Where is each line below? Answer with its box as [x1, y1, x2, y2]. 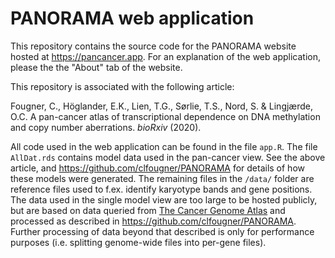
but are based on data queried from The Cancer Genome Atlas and [10, 204, 286, 216]
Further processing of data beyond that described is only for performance [10, 225, 315, 237]
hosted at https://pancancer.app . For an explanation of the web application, [10, 50, 321, 62]
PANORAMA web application [10, 7, 255, 30]
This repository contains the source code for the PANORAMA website [10, 40, 297, 52]
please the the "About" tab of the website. [10, 61, 183, 73]
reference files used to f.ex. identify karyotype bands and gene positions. [10, 183, 313, 195]
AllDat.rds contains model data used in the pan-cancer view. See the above [10, 151, 326, 163]
